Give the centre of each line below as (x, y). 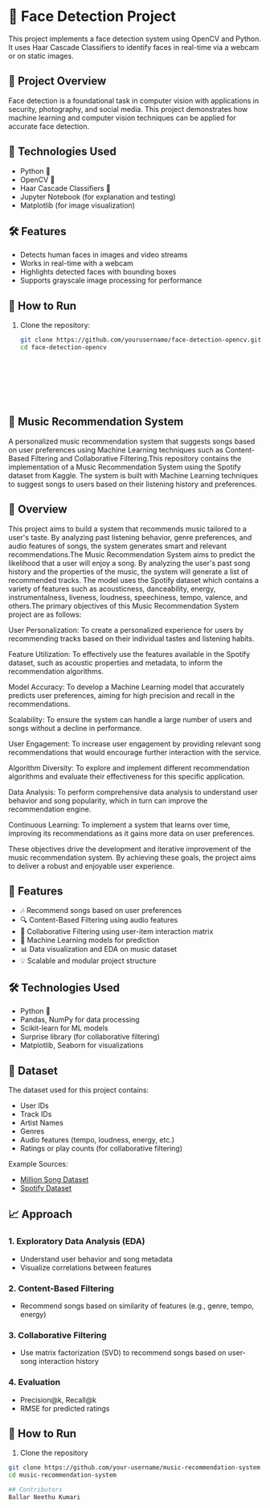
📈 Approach (40, 1215)
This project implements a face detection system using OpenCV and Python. (135, 39)
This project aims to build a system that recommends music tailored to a (128, 529)
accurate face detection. (49, 126)
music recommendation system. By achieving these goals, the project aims (132, 857)
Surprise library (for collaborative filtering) (90, 1037)
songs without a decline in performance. (75, 728)
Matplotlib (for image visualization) (77, 205)
